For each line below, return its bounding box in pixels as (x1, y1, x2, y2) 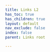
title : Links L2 (5, 7, 39, 12)
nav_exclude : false (5, 26, 46, 31)
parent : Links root (5, 35, 46, 40)
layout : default (5, 21, 39, 26)
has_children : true (5, 16, 46, 21)
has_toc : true (5, 12, 35, 17)
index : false (5, 30, 32, 35)
